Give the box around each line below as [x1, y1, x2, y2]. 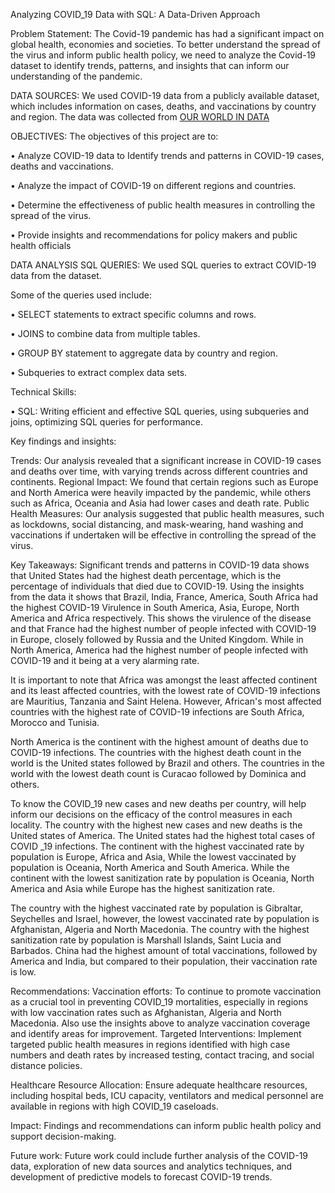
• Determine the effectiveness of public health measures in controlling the [10, 199, 316, 211]
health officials [10, 240, 72, 251]
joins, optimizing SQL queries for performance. [10, 416, 203, 428]
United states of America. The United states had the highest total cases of [10, 830, 316, 841]
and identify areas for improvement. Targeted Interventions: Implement [10, 1028, 302, 1039]
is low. [10, 966, 37, 978]
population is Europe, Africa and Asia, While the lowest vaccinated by [10, 851, 297, 863]
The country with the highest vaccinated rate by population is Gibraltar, [10, 902, 303, 914]
